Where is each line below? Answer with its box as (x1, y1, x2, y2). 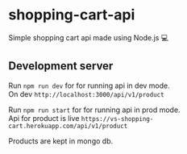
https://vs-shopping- (81, 114, 154, 123)
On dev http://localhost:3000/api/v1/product (8, 89, 164, 98)
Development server (8, 59, 114, 73)
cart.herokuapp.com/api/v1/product (8, 122, 128, 130)
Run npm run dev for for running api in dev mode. (8, 81, 171, 90)
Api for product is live (8, 113, 80, 123)
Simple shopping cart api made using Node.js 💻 (8, 32, 169, 42)
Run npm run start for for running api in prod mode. (8, 105, 181, 114)
